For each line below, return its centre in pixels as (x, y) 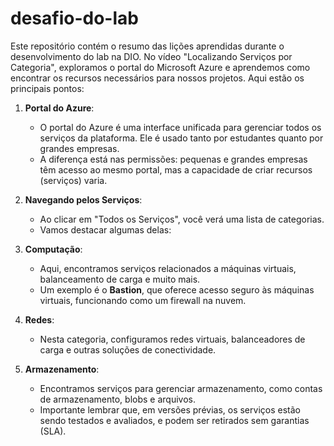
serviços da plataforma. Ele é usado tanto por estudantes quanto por (181, 138)
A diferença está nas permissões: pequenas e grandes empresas (173, 159)
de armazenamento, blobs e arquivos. (117, 399)
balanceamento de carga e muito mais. (120, 279)
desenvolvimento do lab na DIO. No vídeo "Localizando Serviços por (151, 56)
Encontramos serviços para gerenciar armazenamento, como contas (181, 388)
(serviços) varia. (73, 180)
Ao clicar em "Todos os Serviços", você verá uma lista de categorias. (182, 219)
